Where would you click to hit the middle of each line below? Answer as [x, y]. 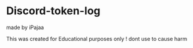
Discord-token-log [53, 11]
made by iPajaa [25, 27]
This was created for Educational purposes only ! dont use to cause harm [97, 39]
